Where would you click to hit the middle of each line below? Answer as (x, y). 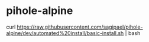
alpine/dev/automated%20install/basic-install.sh (65, 33)
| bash (133, 33)
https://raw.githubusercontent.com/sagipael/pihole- (80, 27)
